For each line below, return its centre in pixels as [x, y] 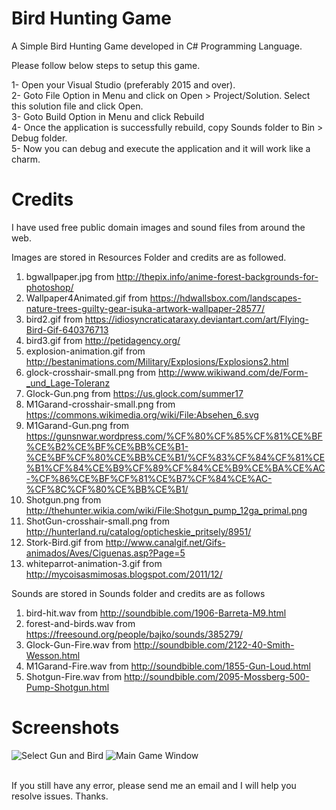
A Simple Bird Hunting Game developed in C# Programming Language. [157, 46]
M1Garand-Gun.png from [77, 425]
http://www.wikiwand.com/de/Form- [233, 372]
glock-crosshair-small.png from [91, 372]
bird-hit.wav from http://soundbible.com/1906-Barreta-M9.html [156, 613]
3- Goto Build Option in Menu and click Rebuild [108, 116]
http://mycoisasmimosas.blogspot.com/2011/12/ [124, 574]
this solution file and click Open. [77, 106]
